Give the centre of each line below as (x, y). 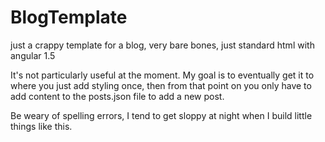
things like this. (41, 126)
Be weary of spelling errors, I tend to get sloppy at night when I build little (161, 115)
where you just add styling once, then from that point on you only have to (161, 85)
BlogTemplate (69, 17)
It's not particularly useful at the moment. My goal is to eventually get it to (162, 75)
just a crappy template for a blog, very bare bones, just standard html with (162, 45)
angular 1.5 (33, 55)
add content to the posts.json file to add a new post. (117, 96)
